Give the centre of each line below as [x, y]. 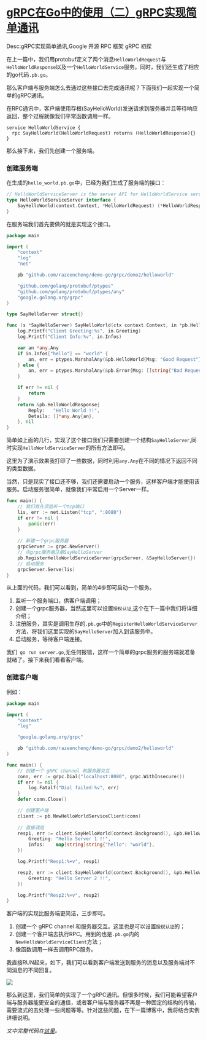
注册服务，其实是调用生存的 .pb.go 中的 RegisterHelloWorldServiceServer [106, 624]
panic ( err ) [42, 524]
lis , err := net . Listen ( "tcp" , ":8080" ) [70, 512]
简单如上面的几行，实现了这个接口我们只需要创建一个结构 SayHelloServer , [99, 440]
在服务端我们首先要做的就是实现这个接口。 [60, 224]
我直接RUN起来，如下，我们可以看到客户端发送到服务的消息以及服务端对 [98, 963]
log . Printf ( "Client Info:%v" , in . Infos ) [70, 337]
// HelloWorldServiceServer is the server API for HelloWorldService [97, 194]
